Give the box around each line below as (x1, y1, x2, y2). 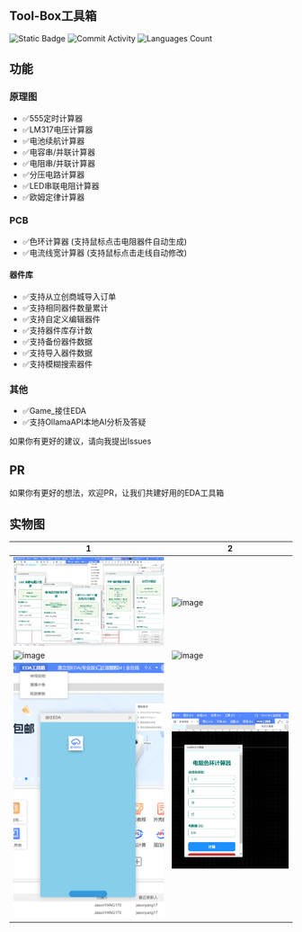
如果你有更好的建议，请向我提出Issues (9, 435, 152, 447)
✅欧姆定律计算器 (22, 192, 85, 202)
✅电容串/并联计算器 (22, 147, 96, 157)
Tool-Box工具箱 (9, 8, 97, 24)
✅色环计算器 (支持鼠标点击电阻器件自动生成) (22, 236, 187, 246)
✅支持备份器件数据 (22, 336, 93, 346)
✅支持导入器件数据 (22, 347, 93, 358)
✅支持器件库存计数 (22, 325, 93, 336)
